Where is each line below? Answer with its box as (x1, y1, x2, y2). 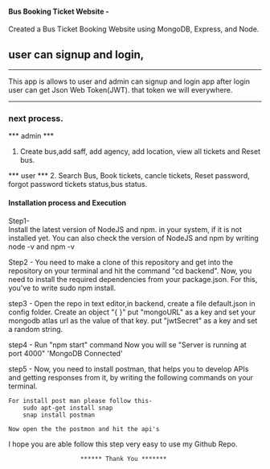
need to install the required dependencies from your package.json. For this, (8, 274, 258, 284)
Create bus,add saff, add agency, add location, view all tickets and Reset (19, 147, 261, 156)
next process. (8, 113, 63, 124)
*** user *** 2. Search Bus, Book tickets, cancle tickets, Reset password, (8, 171, 251, 181)
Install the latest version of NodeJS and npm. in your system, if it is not (8, 224, 243, 234)
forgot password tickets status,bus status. (8, 180, 148, 189)
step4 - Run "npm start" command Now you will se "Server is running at (8, 339, 247, 350)
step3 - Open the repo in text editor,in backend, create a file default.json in (8, 298, 256, 308)
